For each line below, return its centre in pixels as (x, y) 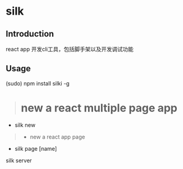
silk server (19, 160)
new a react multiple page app (99, 108)
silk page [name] (36, 148)
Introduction (30, 34)
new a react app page (57, 137)
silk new (25, 125)
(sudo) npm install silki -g (38, 83)
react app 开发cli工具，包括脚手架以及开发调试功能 (70, 49)
